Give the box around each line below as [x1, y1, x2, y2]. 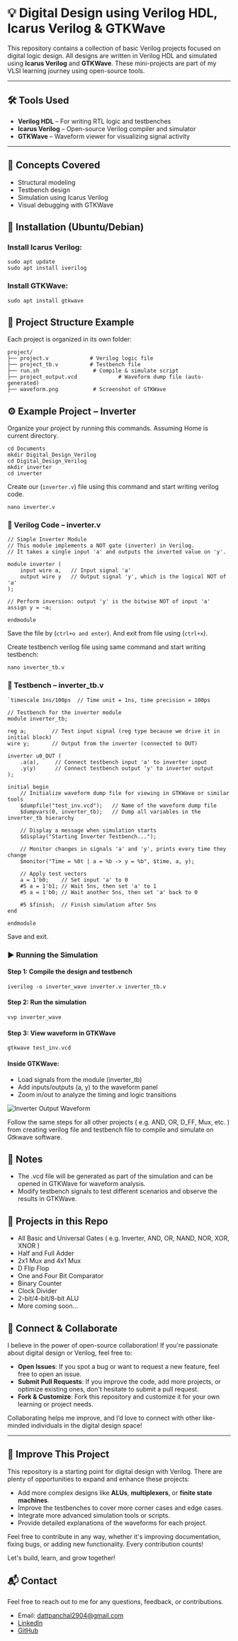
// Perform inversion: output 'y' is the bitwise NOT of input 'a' [7, 598, 211, 605]
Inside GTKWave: [7, 1059, 60, 1068]
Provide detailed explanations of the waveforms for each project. [17, 1518, 208, 1527]
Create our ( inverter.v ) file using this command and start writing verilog [7, 483, 220, 491]
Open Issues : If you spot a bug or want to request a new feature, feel [17, 1362, 220, 1370]
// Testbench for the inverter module [7, 709, 122, 716]
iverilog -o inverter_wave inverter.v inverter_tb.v [7, 983, 166, 990]
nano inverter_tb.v [7, 664, 65, 671]
